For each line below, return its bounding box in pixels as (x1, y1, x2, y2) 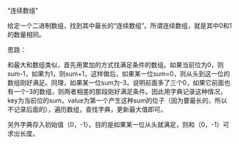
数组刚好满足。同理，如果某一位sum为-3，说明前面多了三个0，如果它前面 (7, 78, 225, 87)
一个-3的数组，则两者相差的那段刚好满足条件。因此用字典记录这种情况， (13, 88, 227, 96)
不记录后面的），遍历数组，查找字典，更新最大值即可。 (7, 106, 167, 113)
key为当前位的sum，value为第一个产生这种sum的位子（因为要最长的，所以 (7, 96, 228, 105)
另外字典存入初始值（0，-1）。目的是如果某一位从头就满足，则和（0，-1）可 (7, 120, 230, 128)
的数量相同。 (7, 31, 45, 38)
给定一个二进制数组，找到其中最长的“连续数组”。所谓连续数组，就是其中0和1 (7, 21, 232, 30)
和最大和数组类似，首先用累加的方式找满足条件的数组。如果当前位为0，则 (7, 61, 224, 69)
